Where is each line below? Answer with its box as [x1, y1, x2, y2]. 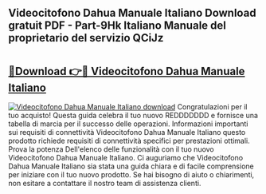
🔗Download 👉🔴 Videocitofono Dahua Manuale [8, 64, 245, 78]
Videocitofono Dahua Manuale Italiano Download [8, 6, 256, 20]
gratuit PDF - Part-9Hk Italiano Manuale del [8, 19, 227, 33]
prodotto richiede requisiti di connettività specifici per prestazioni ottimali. [8, 136, 251, 145]
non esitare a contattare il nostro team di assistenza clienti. [8, 179, 201, 188]
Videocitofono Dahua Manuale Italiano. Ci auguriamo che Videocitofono [8, 153, 244, 162]
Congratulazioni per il [177, 102, 248, 111]
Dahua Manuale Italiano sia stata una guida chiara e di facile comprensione [8, 161, 254, 171]
